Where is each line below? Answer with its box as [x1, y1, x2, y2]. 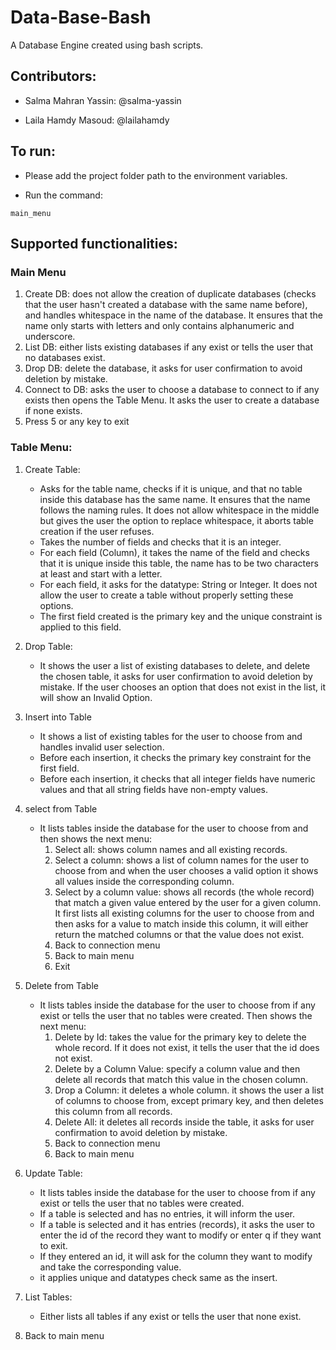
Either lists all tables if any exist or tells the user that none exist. [39, 1310, 302, 1322]
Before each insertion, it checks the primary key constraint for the [39, 751, 312, 763]
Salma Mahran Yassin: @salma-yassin [24, 94, 182, 106]
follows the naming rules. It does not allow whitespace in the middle [39, 504, 320, 516]
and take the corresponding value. [39, 1261, 182, 1273]
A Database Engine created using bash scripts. [10, 39, 204, 51]
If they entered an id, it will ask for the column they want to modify [39, 1250, 313, 1262]
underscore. [24, 331, 76, 343]
